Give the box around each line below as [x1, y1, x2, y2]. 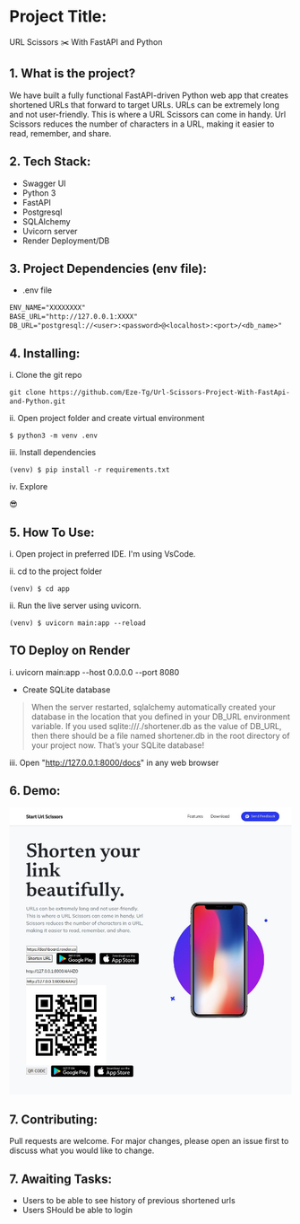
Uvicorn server [21, 225, 78, 236]
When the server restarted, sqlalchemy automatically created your [30, 701, 276, 712]
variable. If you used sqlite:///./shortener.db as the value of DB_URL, [30, 720, 282, 731]
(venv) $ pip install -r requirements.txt [9, 465, 170, 475]
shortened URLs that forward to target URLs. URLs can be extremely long [9, 99, 280, 110]
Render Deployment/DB [21, 235, 110, 246]
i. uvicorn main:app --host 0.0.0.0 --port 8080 [9, 666, 180, 677]
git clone [9, 388, 47, 397]
